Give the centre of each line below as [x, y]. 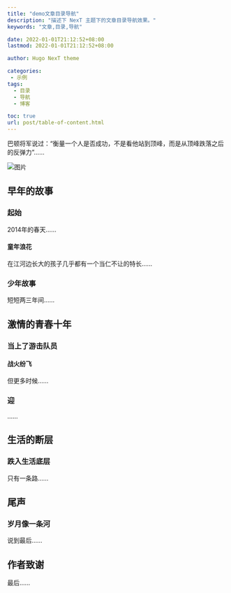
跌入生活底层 [29, 462]
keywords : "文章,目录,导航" [45, 27]
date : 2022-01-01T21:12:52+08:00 [56, 39]
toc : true [22, 116]
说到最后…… [25, 541]
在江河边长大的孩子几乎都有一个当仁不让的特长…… [80, 264]
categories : [24, 71]
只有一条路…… [28, 478]
